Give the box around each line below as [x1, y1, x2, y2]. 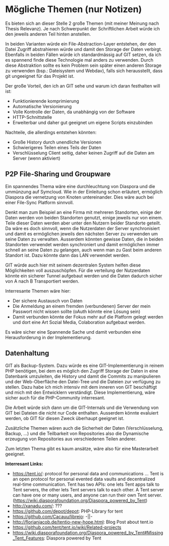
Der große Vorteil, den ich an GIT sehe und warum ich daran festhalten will [5, 82, 160, 89]
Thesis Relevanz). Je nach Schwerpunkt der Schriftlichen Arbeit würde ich [5, 25, 160, 31]
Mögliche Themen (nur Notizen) [5, 4, 142, 15]
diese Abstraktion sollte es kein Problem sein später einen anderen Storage [5, 62, 161, 68]
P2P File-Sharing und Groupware [5, 170, 111, 178]
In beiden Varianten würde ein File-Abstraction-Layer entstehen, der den [5, 40, 156, 47]
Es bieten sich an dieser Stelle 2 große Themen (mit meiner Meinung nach [5, 20, 159, 26]
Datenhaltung [5, 349, 49, 357]
